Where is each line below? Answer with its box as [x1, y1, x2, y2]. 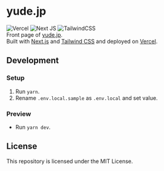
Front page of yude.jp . [6, 31, 63, 38]
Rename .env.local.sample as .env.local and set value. [15, 94, 158, 102]
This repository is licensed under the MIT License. [6, 158, 133, 165]
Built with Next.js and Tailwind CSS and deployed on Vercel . [6, 37, 158, 45]
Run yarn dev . [15, 123, 51, 131]
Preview [6, 109, 31, 118]
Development [6, 55, 60, 66]
